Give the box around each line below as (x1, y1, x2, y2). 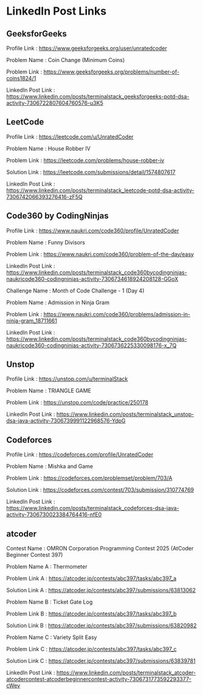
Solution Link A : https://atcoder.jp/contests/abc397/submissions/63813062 (6, 587, 196, 594)
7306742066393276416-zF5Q (6, 193, 83, 200)
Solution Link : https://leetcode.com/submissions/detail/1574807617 (6, 168, 176, 176)
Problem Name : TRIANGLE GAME (6, 387, 92, 395)
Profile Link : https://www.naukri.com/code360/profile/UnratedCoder (6, 227, 179, 234)
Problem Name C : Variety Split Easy (6, 634, 97, 641)
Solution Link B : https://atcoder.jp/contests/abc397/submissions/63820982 (6, 622, 197, 629)
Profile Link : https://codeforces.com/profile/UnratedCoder (6, 451, 154, 458)
